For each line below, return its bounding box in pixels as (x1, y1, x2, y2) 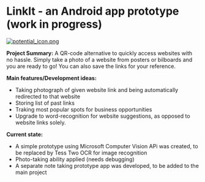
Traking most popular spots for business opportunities (15, 105, 152, 113)
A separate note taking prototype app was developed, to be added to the (15, 162, 199, 169)
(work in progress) (6, 17, 103, 31)
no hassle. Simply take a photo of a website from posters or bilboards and (6, 56, 193, 63)
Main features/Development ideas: (6, 74, 97, 82)
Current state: (6, 131, 43, 138)
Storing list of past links (15, 99, 75, 107)
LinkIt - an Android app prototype (6, 4, 179, 18)
